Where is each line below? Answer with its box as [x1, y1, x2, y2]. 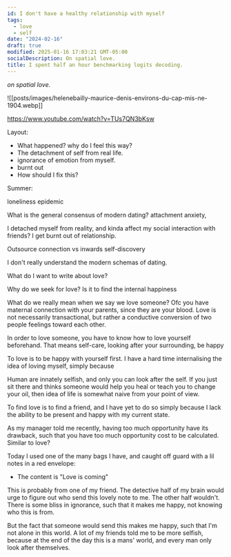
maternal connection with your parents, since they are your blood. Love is [7, 305, 217, 314]
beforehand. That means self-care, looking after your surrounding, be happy [7, 341, 224, 349]
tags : [7, 17, 23, 23]
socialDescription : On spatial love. [7, 55, 116, 62]
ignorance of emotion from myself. [17, 156, 116, 164]
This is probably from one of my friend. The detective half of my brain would [7, 486, 224, 494]
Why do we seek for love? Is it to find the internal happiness [7, 284, 177, 293]
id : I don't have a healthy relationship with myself [7, 10, 165, 17]
